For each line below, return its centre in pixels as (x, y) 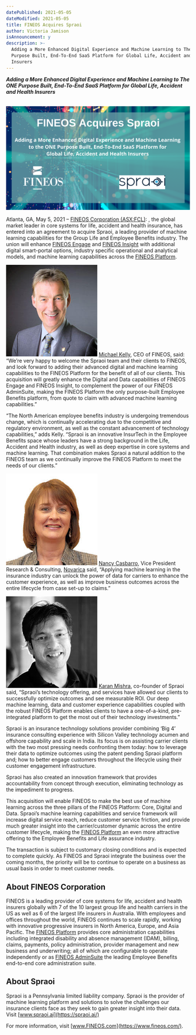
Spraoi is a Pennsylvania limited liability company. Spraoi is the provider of (95, 996)
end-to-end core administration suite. (51, 963)
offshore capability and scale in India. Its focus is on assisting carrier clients (97, 741)
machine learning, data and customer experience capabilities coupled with (96, 705)
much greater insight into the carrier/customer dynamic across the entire (93, 826)
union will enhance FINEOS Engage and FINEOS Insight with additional (90, 244)
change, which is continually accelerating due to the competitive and (89, 422)
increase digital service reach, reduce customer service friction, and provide (98, 820)
